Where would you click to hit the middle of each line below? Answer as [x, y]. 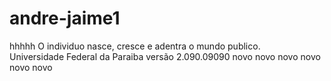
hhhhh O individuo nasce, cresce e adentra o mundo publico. [135, 46]
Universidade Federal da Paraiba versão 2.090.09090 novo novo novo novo [165, 56]
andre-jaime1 [65, 18]
